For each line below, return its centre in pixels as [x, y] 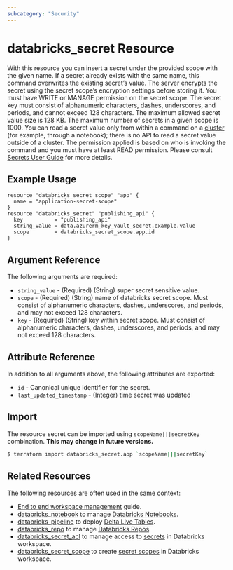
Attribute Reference [51, 357]
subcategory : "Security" [43, 14]
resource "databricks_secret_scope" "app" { [73, 196]
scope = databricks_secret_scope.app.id [84, 232]
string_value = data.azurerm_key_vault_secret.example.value [105, 226]
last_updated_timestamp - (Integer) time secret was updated [104, 395]
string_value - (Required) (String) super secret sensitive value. [108, 290]
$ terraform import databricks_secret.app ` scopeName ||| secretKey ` [108, 454]
